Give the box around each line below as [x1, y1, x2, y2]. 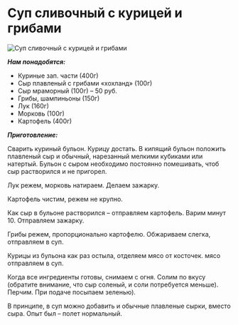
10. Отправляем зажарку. [7, 216, 85, 225]
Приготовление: [7, 130, 58, 139]
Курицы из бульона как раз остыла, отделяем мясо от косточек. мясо [7, 251, 221, 259]
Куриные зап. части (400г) [17, 71, 99, 80]
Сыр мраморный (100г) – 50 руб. [17, 86, 117, 95]
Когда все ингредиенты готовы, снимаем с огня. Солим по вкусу [7, 272, 206, 281]
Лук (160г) [17, 101, 50, 110]
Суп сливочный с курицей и [7, 5, 183, 21]
